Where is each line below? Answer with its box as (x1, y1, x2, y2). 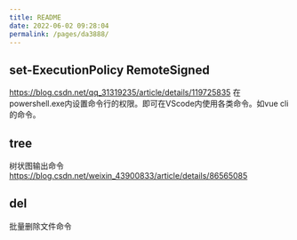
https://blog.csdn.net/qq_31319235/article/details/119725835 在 (9, 87, 242, 98)
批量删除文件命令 (9, 220, 72, 231)
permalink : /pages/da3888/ (9, 29, 109, 38)
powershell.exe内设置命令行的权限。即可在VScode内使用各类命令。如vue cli (9, 99, 289, 109)
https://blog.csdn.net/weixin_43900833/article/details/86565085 (9, 171, 248, 180)
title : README (9, 12, 62, 22)
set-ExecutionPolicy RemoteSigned (9, 62, 211, 77)
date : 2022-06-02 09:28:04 (9, 21, 109, 30)
